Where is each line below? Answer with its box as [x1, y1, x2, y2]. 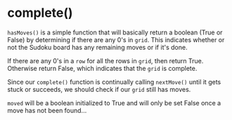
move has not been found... [7, 106, 87, 114]
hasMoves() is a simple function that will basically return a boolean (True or [7, 28, 223, 36]
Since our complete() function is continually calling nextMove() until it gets [7, 77, 221, 86]
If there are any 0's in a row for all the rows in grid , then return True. [7, 56, 204, 65]
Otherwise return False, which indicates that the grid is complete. [7, 64, 198, 72]
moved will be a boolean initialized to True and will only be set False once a [7, 98, 221, 107]
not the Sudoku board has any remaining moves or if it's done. [7, 43, 188, 51]
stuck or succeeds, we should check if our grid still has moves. [7, 85, 191, 93]
